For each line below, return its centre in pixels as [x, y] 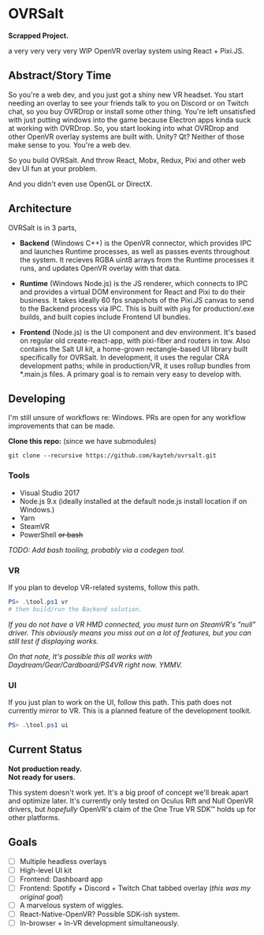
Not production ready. [45, 769]
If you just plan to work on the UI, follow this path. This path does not [120, 702]
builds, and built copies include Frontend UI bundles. [105, 317]
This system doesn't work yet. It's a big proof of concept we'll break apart [128, 792]
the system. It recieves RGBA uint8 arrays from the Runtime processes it [137, 259]
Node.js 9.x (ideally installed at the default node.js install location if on [133, 501]
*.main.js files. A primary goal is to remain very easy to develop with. [130, 374]
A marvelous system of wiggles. [72, 905]
